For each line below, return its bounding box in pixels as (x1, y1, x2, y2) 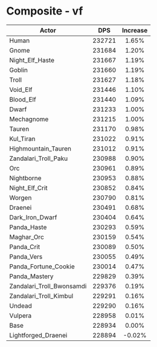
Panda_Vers (9, 252, 43, 261)
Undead (9, 301, 32, 310)
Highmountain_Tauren (9, 144, 71, 152)
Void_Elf (9, 85, 33, 94)
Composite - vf (6, 4, 83, 18)
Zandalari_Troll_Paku (9, 154, 68, 163)
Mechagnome (9, 115, 49, 123)
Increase (121, 26, 148, 34)
